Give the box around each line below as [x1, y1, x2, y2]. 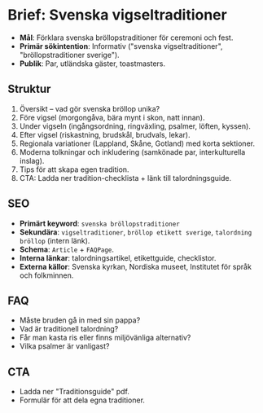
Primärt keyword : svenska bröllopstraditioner [19, 218, 180, 228]
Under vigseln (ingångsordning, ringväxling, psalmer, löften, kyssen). [19, 121, 252, 131]
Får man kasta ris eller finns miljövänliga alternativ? [19, 332, 191, 343]
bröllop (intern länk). [19, 235, 90, 245]
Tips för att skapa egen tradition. [19, 165, 129, 174]
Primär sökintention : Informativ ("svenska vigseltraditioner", [19, 41, 223, 51]
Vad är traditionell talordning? [19, 324, 119, 334]
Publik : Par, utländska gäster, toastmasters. [19, 59, 166, 68]
